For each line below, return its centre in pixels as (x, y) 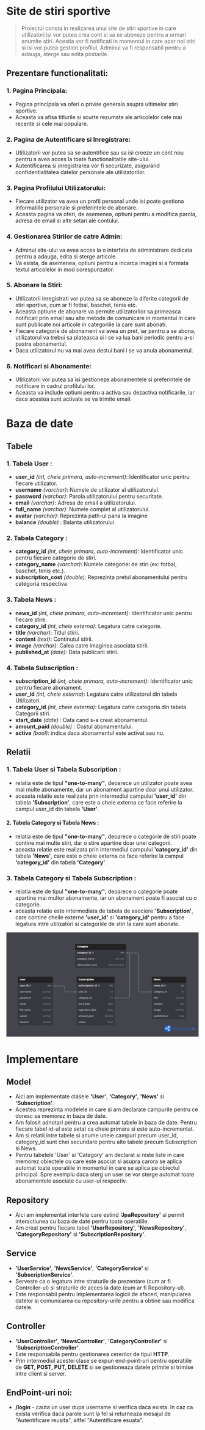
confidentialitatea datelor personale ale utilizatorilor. (80, 172)
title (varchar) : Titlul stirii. (47, 632)
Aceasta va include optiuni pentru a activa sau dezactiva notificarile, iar (105, 393)
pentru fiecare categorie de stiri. (56, 558)
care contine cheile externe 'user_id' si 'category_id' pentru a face (100, 917)
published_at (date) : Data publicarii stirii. (67, 652)
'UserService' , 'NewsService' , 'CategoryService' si (82, 1268)
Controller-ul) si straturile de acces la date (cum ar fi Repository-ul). (100, 1288)
